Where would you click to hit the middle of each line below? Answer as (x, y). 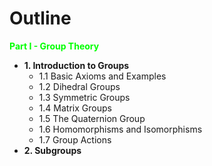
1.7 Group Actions (75, 139)
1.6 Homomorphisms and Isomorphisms (120, 129)
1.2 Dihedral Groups (79, 86)
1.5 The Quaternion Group (92, 118)
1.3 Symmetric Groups (84, 97)
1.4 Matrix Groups (75, 108)
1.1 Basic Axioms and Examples (102, 76)
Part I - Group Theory (54, 46)
